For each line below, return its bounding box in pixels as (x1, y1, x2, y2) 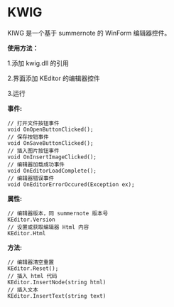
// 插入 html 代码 (7, 272, 58, 279)
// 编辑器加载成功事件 (7, 161, 65, 168)
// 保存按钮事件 (7, 133, 49, 141)
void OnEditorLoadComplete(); (7, 167, 97, 174)
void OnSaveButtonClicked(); (7, 139, 94, 146)
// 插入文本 (7, 286, 39, 293)
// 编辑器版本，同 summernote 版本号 (7, 210, 109, 217)
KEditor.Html (7, 230, 46, 237)
